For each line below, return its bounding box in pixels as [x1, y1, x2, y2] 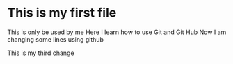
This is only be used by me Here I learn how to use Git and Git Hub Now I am [7, 28, 227, 36]
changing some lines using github [7, 35, 104, 43]
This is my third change [7, 49, 74, 57]
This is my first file [7, 5, 117, 21]
